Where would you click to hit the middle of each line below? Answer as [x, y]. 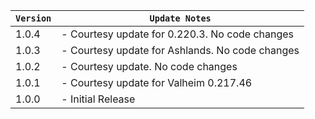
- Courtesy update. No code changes [149, 66]
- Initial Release [98, 99]
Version [33, 18]
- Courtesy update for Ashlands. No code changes [180, 50]
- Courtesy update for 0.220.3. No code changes [178, 34]
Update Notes [180, 18]
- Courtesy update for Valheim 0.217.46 [157, 82]
